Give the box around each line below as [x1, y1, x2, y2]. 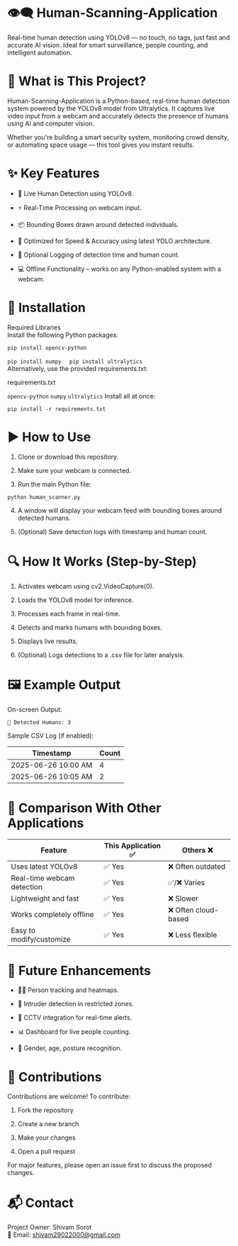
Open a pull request [17, 1147, 76, 1156]
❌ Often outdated [167, 862, 226, 872]
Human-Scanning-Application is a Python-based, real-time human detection [7, 96, 230, 105]
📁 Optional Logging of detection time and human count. [17, 250, 180, 259]
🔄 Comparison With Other [7, 800, 161, 816]
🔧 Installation [7, 300, 86, 316]
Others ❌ [181, 845, 214, 855]
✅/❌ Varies [167, 877, 205, 887]
